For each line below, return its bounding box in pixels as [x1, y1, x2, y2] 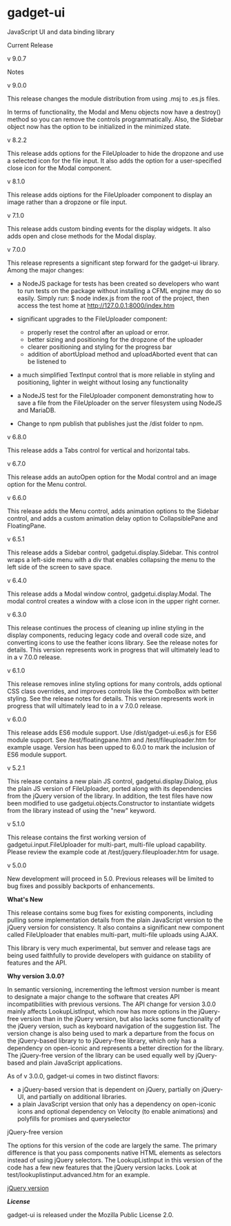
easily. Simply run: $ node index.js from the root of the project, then [17, 294, 210, 302]
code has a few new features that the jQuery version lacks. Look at [7, 1163, 197, 1172]
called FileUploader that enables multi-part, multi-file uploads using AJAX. [7, 930, 219, 938]
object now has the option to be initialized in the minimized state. [7, 122, 192, 130]
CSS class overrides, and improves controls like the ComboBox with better [7, 687, 219, 695]
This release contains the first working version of [7, 833, 147, 841]
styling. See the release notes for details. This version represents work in [7, 694, 214, 703]
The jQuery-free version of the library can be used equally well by [7, 1051, 194, 1059]
